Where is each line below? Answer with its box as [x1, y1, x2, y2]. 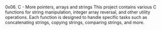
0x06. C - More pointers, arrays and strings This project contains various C [5, 4, 157, 10]
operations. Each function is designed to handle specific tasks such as [5, 15, 148, 20]
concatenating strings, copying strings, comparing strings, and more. [5, 19, 145, 25]
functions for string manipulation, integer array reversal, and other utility [5, 9, 151, 15]
